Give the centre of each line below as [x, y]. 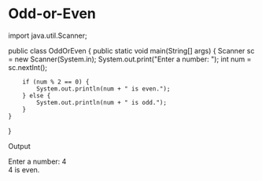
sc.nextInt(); [28, 67]
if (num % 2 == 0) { [56, 82]
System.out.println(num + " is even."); [103, 89]
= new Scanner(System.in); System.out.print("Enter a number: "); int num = [130, 59]
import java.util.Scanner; [48, 35]
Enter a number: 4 [37, 161]
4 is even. [24, 169]
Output [19, 146]
